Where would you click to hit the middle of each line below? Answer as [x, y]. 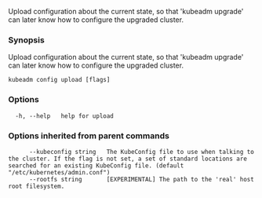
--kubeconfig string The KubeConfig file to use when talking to [142, 152]
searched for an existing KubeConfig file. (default [96, 165]
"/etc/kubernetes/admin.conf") [59, 172]
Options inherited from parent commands [89, 135]
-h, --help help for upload [64, 116]
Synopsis [26, 40]
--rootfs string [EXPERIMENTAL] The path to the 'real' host [142, 179]
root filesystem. [36, 186]
